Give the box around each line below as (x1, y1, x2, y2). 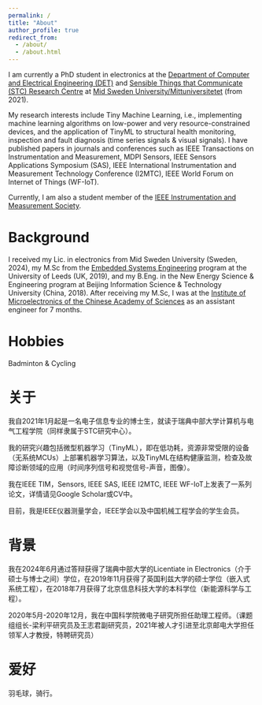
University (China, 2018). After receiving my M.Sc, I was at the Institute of (8, 288, 246, 297)
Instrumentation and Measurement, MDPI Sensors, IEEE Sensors (8, 152, 216, 162)
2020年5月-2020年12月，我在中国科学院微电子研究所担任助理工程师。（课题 (8, 610, 253, 620)
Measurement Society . (8, 201, 81, 210)
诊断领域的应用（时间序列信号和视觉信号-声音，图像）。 (14, 462, 194, 472)
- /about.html (15, 48, 61, 56)
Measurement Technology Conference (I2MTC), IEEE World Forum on (8, 169, 234, 178)
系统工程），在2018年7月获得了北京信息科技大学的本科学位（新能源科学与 (8, 584, 245, 593)
